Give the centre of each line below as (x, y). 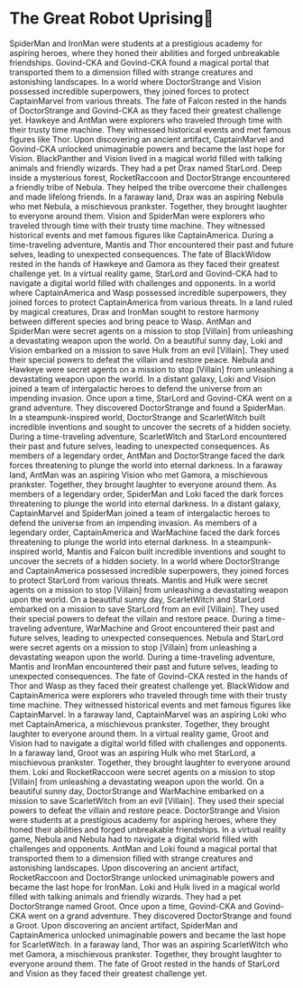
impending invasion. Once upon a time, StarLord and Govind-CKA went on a (151, 398)
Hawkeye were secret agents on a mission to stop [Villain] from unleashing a (151, 369)
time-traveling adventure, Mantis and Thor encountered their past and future (151, 245)
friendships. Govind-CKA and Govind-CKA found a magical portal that (139, 62)
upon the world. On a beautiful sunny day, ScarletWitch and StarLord (138, 599)
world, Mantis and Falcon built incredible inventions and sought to (163, 551)
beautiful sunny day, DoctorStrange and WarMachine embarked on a (137, 791)
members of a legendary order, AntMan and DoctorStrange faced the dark (147, 456)
